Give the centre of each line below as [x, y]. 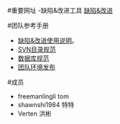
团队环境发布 [36, 67]
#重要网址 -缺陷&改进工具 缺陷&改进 [60, 10]
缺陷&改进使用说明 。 [48, 40]
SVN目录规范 [37, 49]
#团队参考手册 [28, 26]
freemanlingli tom [43, 96]
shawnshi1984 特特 [46, 105]
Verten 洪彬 [34, 113]
